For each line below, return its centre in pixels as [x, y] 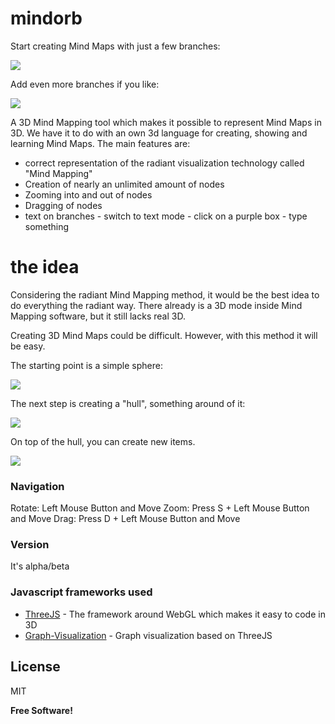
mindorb [46, 18]
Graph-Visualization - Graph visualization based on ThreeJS [148, 635]
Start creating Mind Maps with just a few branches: [115, 46]
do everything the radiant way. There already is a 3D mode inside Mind [156, 305]
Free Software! [41, 710]
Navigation [37, 486]
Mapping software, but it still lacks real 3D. [98, 316]
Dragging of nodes [63, 205]
